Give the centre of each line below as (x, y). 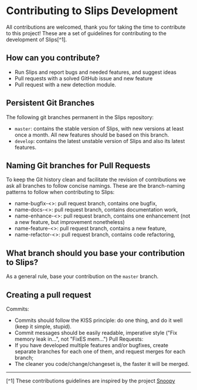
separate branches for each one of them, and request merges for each (100, 351)
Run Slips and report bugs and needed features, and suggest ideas (96, 72)
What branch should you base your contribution (96, 253)
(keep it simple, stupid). (43, 326)
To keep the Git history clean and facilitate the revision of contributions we (96, 179)
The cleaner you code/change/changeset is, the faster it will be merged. (102, 364)
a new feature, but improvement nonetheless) (69, 222)
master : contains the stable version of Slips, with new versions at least (99, 128)
